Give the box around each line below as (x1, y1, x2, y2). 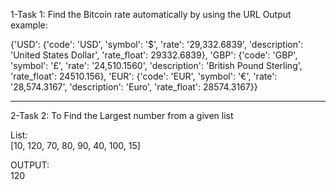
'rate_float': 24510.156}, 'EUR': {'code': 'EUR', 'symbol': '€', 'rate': (10, 70, 278, 82)
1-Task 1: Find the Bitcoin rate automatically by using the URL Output (10, 9, 292, 20)
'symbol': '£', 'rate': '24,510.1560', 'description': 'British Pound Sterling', (10, 60, 303, 71)
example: (10, 19, 48, 31)
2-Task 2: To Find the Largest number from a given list (10, 110, 234, 121)
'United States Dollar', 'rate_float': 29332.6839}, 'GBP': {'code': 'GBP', (10, 49, 298, 61)
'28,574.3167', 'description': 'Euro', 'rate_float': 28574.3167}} (10, 81, 258, 93)
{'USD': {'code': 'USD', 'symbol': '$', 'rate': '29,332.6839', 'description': (10, 39, 304, 50)
